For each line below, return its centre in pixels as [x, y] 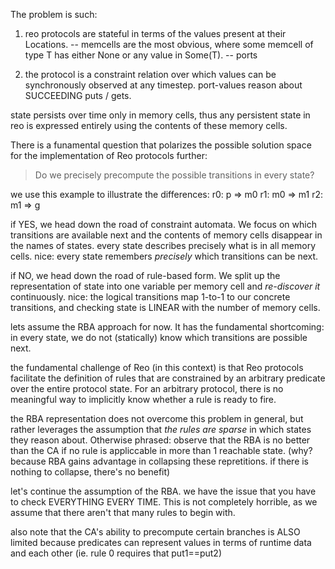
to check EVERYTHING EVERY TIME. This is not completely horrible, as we [164, 502]
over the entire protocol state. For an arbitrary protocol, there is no [147, 388]
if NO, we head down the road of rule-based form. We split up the [145, 275]
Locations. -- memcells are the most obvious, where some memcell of [169, 44]
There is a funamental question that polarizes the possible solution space [161, 145]
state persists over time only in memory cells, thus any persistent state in [160, 115]
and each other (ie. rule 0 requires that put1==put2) [116, 553]
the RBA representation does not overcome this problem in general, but [157, 418]
